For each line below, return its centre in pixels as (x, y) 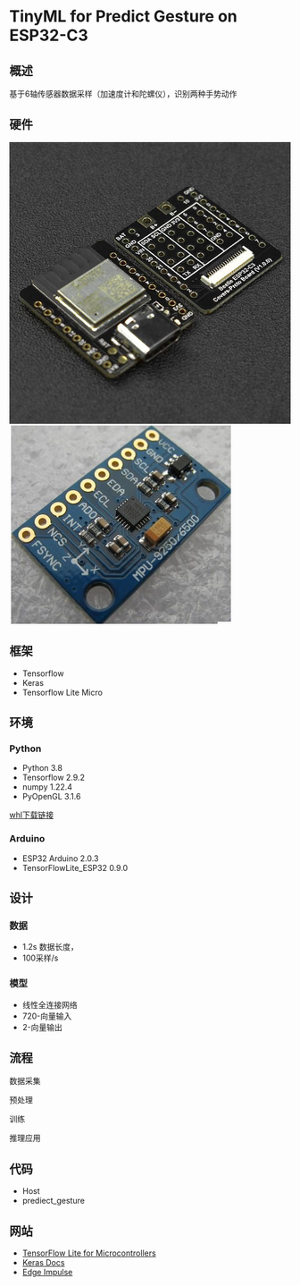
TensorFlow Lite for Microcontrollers (89, 1253)
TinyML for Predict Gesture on (124, 17)
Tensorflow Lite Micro (62, 692)
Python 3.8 (42, 768)
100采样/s (40, 958)
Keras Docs (43, 1263)
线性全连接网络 (50, 1004)
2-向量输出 (42, 1027)
